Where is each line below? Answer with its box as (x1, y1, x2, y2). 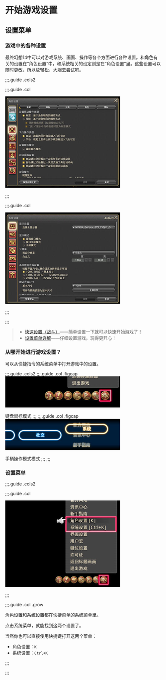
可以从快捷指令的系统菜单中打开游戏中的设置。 (5, 361, 101, 367)
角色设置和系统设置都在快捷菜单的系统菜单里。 (5, 612, 101, 618)
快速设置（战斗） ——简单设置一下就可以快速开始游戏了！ (24, 329, 143, 335)
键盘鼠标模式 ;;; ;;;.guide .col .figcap (5, 413, 79, 419)
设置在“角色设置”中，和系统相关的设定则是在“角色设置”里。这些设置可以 (13, 60, 161, 66)
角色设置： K (12, 644, 37, 650)
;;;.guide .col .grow (5, 602, 44, 608)
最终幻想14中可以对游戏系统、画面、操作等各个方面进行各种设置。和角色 (5, 54, 154, 60)
